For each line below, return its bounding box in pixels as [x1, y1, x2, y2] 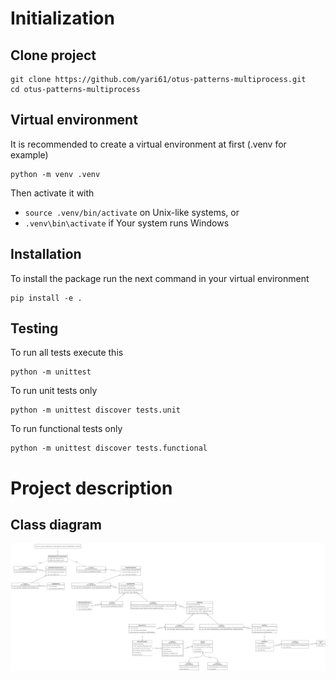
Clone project [10, 47, 97, 64]
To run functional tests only [10, 423, 123, 435]
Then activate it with [10, 187, 95, 199]
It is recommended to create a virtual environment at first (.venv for [10, 138, 287, 150]
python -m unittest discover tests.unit [10, 405, 182, 416]
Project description [10, 477, 173, 499]
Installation [10, 246, 82, 263]
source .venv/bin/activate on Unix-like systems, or [24, 206, 240, 218]
